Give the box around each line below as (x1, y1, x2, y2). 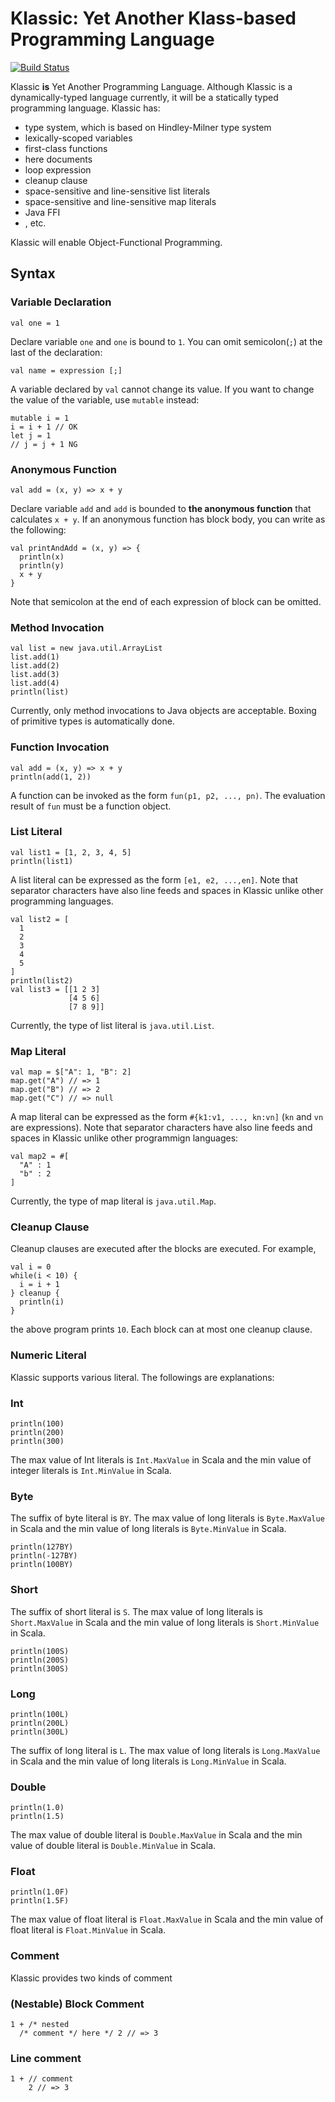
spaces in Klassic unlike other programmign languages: (10, 1132, 239, 1144)
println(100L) (10, 1709, 70, 1719)
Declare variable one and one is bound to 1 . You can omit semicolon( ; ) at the (10, 335, 323, 347)
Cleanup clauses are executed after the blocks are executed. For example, (10, 1243, 317, 1255)
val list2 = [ (10, 914, 70, 924)
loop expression (24, 163, 92, 176)
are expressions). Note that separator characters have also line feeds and (10, 1122, 313, 1134)
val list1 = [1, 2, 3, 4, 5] (10, 847, 132, 857)
